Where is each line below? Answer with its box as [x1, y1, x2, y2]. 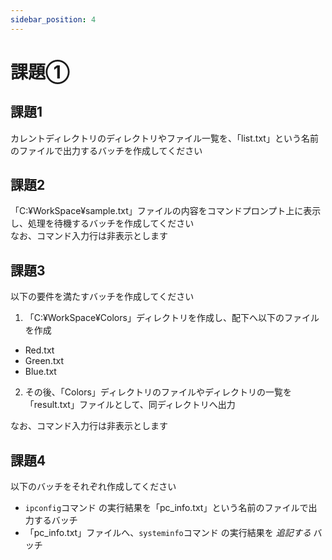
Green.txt [24, 355, 64, 367]
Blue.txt [24, 366, 57, 378]
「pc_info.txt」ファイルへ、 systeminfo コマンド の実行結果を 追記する [24, 527, 312, 539]
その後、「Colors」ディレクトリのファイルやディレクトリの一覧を [24, 386, 292, 398]
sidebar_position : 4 [10, 14, 97, 25]
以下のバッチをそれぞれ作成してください [10, 481, 177, 493]
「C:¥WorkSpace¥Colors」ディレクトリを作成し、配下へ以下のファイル [24, 312, 320, 324]
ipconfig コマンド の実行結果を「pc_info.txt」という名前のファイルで [24, 502, 309, 514]
